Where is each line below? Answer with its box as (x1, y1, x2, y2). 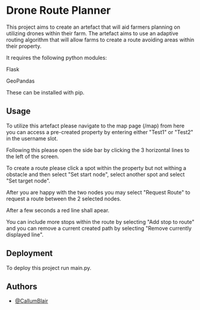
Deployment (6, 248, 53, 259)
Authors (6, 281, 38, 291)
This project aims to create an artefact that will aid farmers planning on (6, 23, 180, 31)
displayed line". (6, 231, 44, 238)
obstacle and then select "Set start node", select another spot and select (6, 171, 185, 178)
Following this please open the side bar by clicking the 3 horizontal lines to (6, 146, 190, 153)
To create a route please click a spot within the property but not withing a (6, 164, 187, 171)
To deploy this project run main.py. (6, 264, 91, 271)
